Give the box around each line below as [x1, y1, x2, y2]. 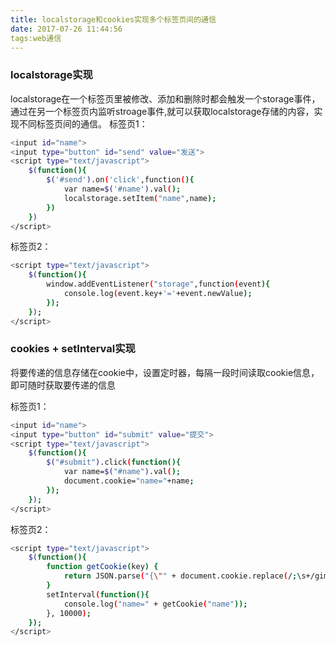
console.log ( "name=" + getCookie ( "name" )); [63, 599, 248, 609]
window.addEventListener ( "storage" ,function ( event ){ [46, 279, 271, 290]
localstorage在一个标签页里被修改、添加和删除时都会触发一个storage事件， [10, 92, 321, 105]
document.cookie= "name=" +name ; [63, 476, 195, 486]
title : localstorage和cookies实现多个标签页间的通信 [10, 14, 217, 25]
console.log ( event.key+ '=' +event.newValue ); [63, 289, 253, 299]
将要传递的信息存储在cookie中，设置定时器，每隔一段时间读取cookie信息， [10, 366, 320, 378]
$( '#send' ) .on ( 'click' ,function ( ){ [46, 175, 195, 185]
